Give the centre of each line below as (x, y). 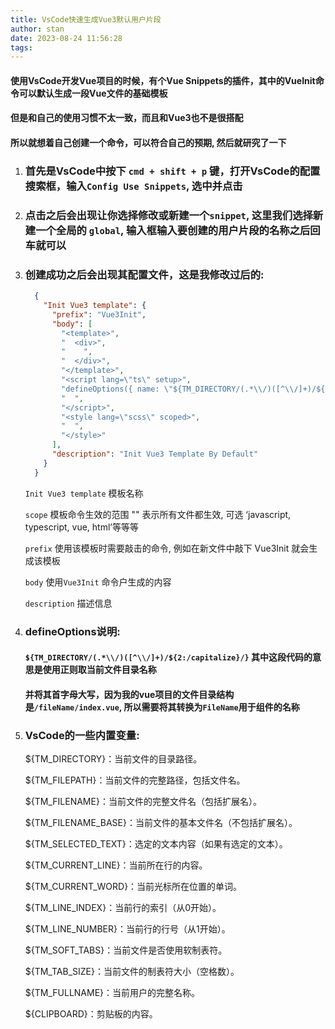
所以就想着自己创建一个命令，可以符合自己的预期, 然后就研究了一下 (148, 143)
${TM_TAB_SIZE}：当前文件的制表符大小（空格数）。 (132, 972)
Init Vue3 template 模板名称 (84, 493)
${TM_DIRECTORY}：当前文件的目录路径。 (113, 759)
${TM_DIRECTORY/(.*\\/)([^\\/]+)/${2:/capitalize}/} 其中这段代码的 (168, 657)
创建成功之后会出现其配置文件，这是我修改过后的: (144, 274)
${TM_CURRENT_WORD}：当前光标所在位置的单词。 (133, 887)
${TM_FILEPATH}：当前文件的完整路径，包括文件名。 (135, 780)
